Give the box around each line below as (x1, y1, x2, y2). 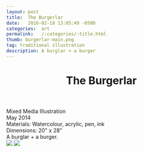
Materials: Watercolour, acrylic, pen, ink (6, 120, 105, 127)
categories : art (6, 25, 50, 32)
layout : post (6, 8, 39, 15)
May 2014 (6, 114, 31, 121)
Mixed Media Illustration (6, 108, 66, 115)
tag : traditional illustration (6, 43, 85, 49)
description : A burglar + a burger (6, 48, 96, 54)
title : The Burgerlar (6, 14, 63, 20)
